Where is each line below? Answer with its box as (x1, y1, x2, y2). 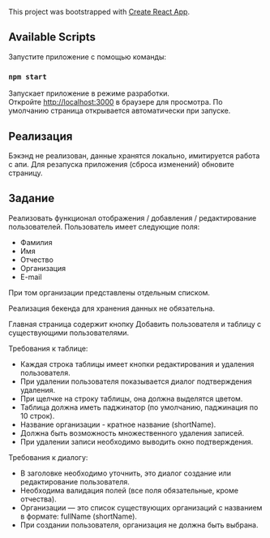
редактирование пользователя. (19, 476, 130, 486)
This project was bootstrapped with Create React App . (8, 7, 191, 16)
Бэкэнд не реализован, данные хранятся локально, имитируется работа (8, 150, 260, 161)
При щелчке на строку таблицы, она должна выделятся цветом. (19, 394, 243, 403)
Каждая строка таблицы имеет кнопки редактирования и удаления (19, 359, 255, 368)
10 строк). (19, 411, 55, 420)
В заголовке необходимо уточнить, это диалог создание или (19, 468, 232, 478)
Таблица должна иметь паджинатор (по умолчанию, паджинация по (19, 402, 259, 412)
